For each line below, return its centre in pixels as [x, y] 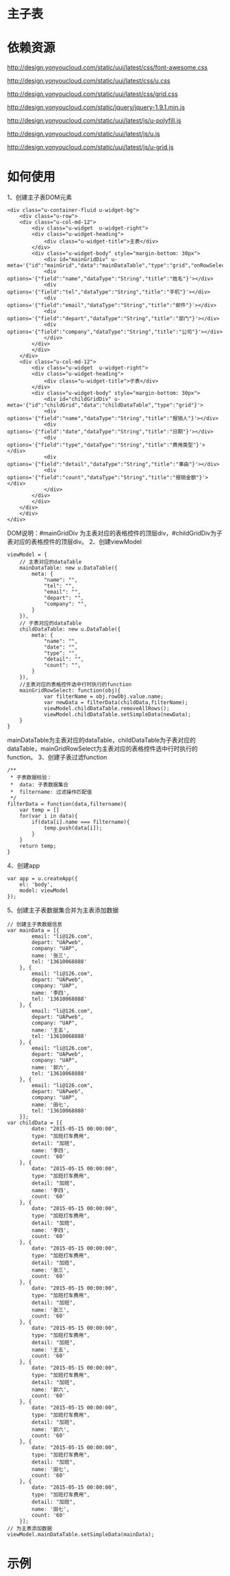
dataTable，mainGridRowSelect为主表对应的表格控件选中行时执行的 [103, 749]
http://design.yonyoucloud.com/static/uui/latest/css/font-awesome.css [107, 68]
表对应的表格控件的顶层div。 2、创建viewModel [75, 542]
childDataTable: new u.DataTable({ [70, 629]
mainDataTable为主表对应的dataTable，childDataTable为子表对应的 [102, 740]
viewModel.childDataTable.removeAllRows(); [106, 709]
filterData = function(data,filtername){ [67, 804]
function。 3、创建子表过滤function [57, 757]
